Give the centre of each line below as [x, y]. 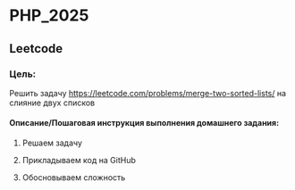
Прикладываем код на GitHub [79, 161]
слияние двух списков [52, 103]
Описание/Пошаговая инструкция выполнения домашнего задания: [144, 123]
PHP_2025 [49, 16]
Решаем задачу [52, 143]
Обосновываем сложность [74, 178]
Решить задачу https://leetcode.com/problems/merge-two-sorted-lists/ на [148, 93]
